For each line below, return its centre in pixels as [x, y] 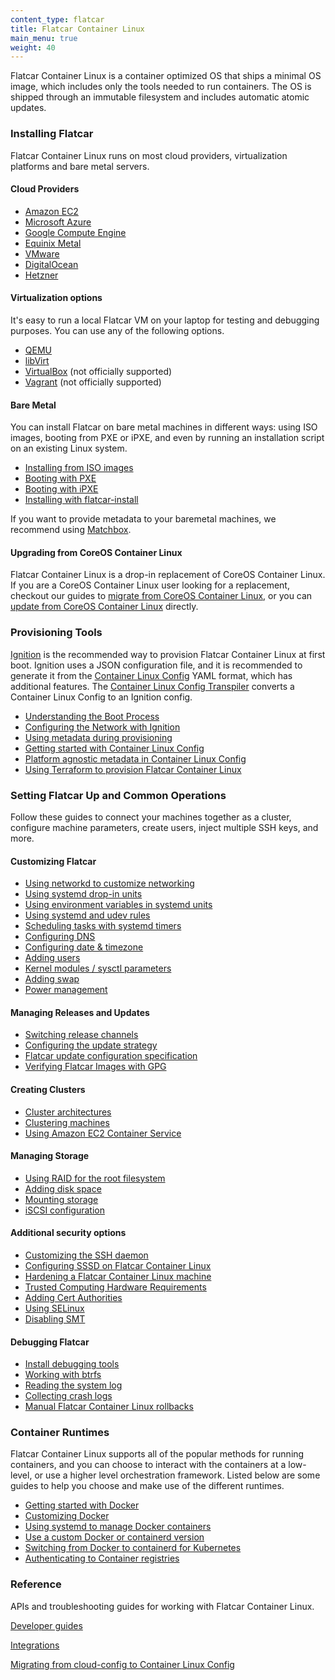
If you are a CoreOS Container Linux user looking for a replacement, [150, 585]
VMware [42, 253]
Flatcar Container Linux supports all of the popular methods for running [157, 1454]
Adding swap [52, 979]
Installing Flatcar [52, 134]
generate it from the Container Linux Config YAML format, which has [151, 675]
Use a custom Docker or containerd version [114, 1537]
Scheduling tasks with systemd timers [103, 926]
